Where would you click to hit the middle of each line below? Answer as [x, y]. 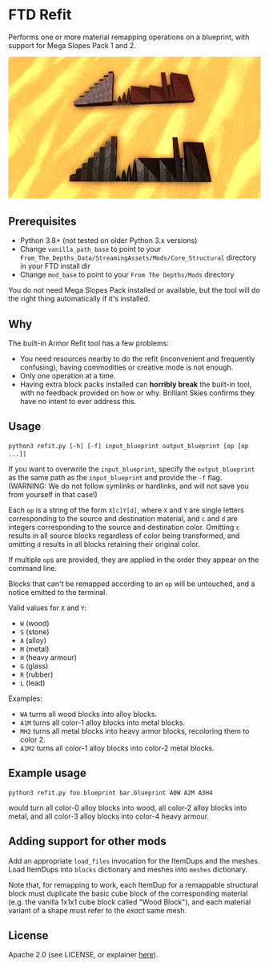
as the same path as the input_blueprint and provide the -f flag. [115, 477]
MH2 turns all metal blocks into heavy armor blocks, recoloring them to [134, 730]
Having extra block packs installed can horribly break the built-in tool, [136, 384]
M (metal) [34, 649]
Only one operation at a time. [68, 376]
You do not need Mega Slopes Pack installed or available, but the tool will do [134, 290]
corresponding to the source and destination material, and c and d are [123, 518]
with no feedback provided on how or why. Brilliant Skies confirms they [137, 393]
